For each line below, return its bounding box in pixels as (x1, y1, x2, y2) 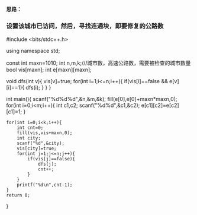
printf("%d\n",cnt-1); (17, 182, 73, 188)
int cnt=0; (17, 125, 44, 131)
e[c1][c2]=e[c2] (141, 102, 179, 109)
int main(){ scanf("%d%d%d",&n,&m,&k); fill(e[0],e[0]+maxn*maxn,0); (6, 95, 177, 102)
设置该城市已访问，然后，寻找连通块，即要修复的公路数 (6, 21, 164, 30)
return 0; (6, 192, 31, 198)
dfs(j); (37, 161, 57, 167)
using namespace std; (6, 47, 60, 54)
